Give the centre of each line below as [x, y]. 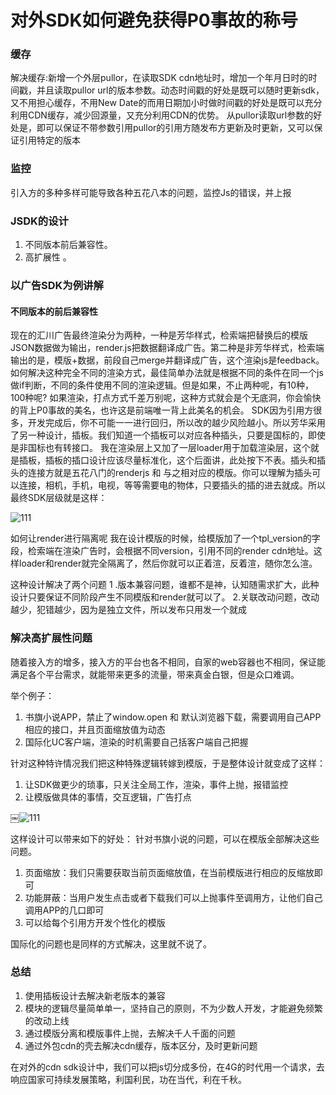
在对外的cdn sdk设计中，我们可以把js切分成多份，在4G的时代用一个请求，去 [167, 1067]
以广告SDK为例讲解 [57, 285]
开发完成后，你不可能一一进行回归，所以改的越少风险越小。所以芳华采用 [176, 423]
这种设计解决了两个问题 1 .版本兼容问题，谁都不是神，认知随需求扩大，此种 [165, 585]
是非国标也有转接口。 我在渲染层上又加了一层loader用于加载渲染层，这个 [160, 448]
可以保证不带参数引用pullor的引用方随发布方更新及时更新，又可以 [179, 128]
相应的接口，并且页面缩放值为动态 [95, 729]
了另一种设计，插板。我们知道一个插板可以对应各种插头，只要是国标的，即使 [168, 435]
